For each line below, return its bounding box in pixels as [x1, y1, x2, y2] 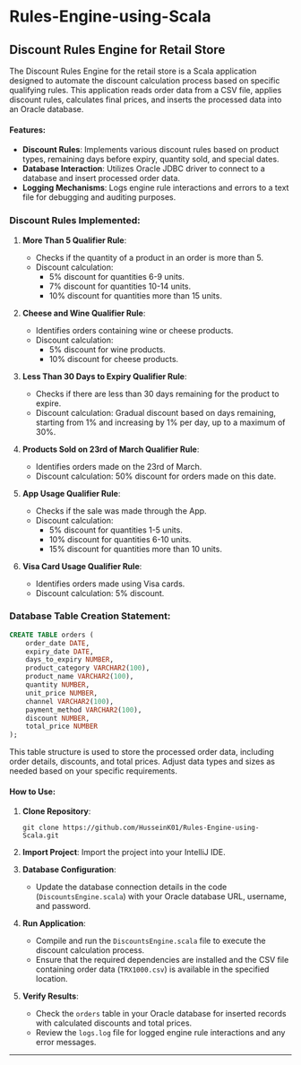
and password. [35, 901, 91, 912]
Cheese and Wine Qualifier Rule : [21, 307, 146, 318]
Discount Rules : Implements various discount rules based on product [21, 144, 279, 155]
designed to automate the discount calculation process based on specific [9, 75, 280, 86]
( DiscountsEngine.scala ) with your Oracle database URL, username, [35, 891, 287, 902]
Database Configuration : [21, 864, 116, 875]
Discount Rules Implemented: [9, 214, 141, 227]
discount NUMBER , [25, 714, 90, 723]
